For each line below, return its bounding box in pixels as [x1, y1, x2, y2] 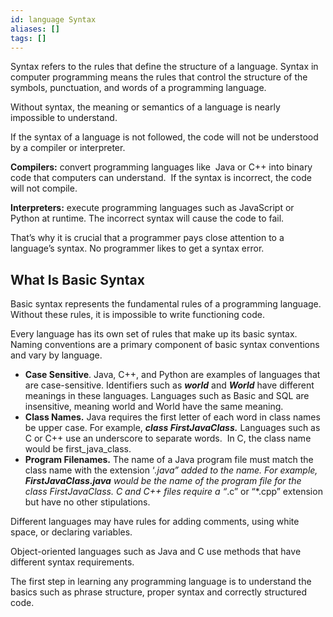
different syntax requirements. [10, 556, 135, 568]
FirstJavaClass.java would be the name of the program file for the [24, 475, 302, 487]
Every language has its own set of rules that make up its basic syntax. [10, 328, 298, 340]
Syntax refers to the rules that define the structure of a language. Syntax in [10, 61, 319, 73]
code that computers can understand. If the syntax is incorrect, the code [10, 172, 312, 184]
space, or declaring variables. [10, 526, 133, 538]
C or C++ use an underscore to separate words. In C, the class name [24, 432, 312, 445]
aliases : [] [10, 24, 60, 34]
